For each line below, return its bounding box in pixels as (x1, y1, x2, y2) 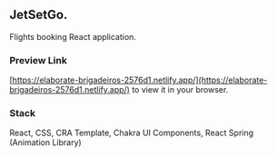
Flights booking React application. (9, 31, 136, 42)
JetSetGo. (9, 7, 68, 23)
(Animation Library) (9, 137, 82, 148)
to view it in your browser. (131, 84, 229, 95)
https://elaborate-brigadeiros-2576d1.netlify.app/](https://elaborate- (12, 74, 268, 85)
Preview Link (9, 54, 68, 66)
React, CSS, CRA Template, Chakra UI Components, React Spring (9, 127, 254, 139)
